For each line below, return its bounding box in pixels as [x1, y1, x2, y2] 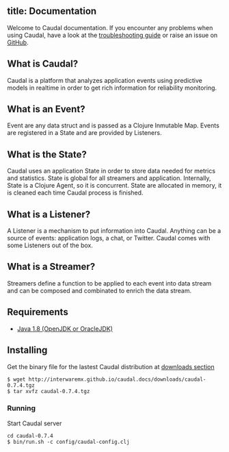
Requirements [7, 306, 68, 318]
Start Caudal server [7, 419, 62, 427]
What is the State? [7, 149, 87, 160]
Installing [7, 344, 48, 356]
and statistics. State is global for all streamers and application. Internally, [7, 174, 211, 182]
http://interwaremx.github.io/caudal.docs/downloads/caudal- [28, 376, 206, 383]
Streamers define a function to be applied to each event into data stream [7, 279, 212, 287]
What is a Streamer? [7, 261, 96, 273]
